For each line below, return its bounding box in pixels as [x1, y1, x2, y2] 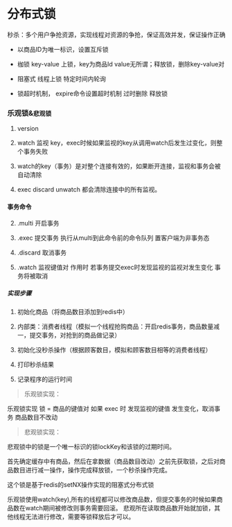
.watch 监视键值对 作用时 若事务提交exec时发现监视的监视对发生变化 [17, 263, 213, 272]
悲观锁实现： [24, 428, 61, 436]
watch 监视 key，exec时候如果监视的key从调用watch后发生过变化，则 [17, 139, 217, 147]
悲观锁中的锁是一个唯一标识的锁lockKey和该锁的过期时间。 [7, 443, 176, 451]
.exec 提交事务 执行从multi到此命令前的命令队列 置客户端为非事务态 [17, 234, 210, 242]
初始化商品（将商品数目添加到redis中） [17, 308, 130, 316]
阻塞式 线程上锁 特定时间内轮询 [17, 74, 106, 83]
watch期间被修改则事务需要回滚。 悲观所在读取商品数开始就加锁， [25, 504, 215, 512]
